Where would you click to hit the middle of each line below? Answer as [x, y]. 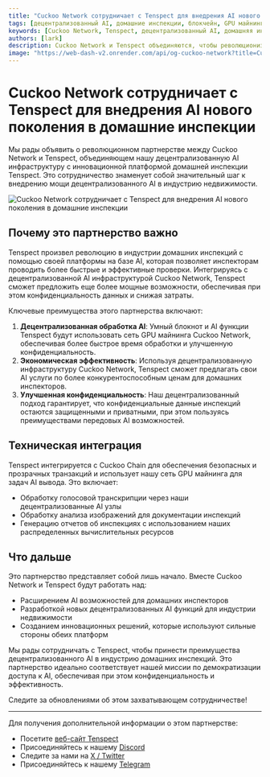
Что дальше [40, 557]
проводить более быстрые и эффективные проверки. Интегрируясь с [128, 269]
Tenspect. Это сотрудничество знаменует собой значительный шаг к [127, 175]
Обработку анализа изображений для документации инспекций [130, 515]
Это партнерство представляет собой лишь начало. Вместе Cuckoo [125, 577]
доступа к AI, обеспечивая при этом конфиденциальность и [112, 676]
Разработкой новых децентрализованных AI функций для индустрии [137, 609]
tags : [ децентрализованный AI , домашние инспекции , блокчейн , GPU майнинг [136, 23]
